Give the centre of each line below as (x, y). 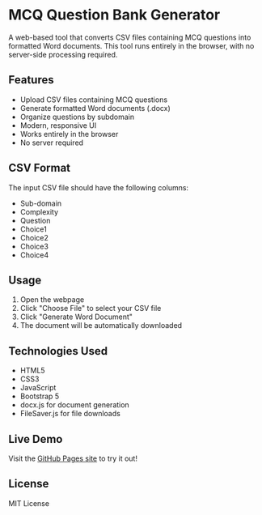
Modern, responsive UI (58, 125)
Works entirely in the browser (69, 134)
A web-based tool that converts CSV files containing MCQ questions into (130, 37)
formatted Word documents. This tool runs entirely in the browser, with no (131, 45)
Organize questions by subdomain (77, 117)
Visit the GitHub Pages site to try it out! (73, 458)
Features (31, 80)
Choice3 (34, 246)
